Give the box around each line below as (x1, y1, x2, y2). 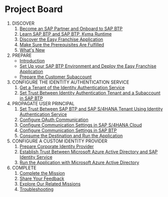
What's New (19, 47, 45, 53)
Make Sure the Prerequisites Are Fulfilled (19, 41, 104, 47)
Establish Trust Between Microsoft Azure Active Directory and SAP (19, 149, 158, 155)
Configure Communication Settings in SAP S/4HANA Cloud (19, 122, 142, 128)
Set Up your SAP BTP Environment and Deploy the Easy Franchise (19, 63, 156, 69)
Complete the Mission (19, 170, 65, 176)
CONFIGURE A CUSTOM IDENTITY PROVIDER (12, 138, 108, 144)
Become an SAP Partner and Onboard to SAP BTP (19, 25, 123, 31)
